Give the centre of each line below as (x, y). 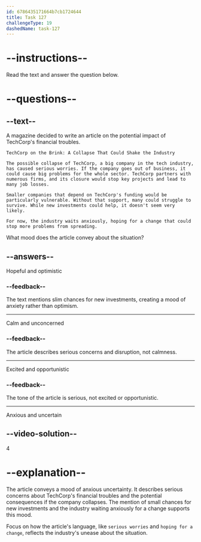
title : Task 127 (26, 17)
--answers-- (30, 257)
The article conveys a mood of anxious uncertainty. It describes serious (95, 489)
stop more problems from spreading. (52, 227)
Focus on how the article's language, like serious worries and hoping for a (100, 526)
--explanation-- (46, 472)
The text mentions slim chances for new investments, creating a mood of (96, 300)
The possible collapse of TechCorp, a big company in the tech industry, (100, 164)
